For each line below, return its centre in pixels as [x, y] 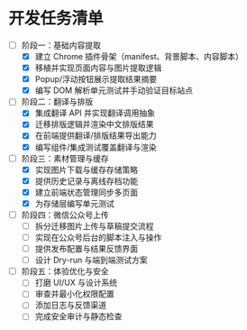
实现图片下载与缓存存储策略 [87, 170]
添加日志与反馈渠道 [71, 305]
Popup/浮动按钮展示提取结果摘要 [96, 79]
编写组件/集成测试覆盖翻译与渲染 [96, 147]
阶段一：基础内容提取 [61, 45]
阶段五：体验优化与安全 [65, 271]
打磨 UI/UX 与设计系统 [76, 283]
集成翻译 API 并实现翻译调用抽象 [95, 113]
